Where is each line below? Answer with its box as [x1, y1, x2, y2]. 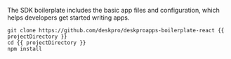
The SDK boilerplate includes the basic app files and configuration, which [7, 6, 220, 14]
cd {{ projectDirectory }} [7, 39, 86, 46]
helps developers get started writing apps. [7, 13, 130, 22]
